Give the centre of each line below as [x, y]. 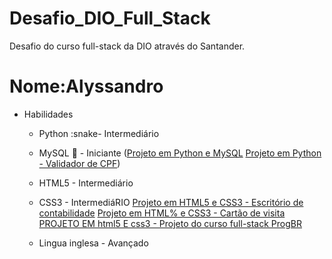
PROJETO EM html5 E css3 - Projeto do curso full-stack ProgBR [170, 223]
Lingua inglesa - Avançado [93, 243]
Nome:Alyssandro [86, 86]
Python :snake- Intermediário [99, 133]
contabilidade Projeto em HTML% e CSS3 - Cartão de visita [162, 213]
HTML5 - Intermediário [86, 183]
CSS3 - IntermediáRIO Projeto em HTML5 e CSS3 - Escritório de [171, 202]
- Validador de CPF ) [79, 163]
